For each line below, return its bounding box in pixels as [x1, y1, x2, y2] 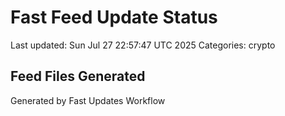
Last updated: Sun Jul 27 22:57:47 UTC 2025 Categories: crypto [10, 39, 276, 51]
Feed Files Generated [10, 68, 146, 85]
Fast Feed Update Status [10, 6, 218, 29]
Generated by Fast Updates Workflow [10, 94, 166, 106]
